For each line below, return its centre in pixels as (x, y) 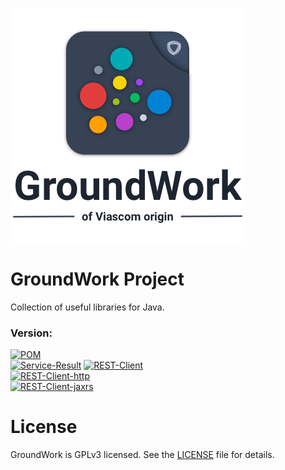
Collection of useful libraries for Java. (87, 307)
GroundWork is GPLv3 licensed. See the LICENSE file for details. (142, 455)
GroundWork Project (97, 279)
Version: (31, 333)
